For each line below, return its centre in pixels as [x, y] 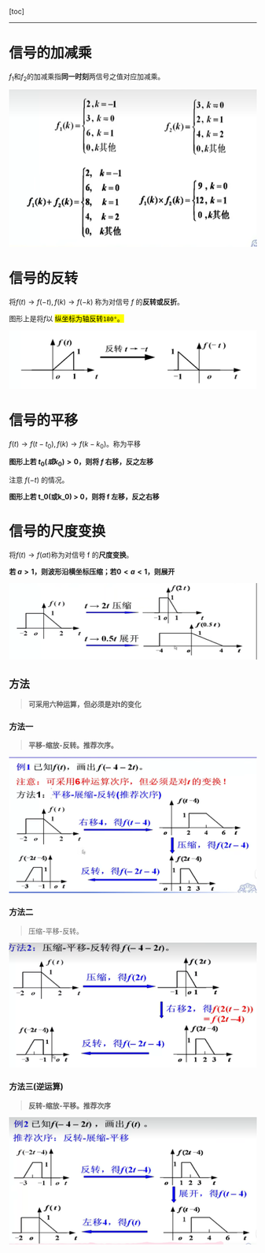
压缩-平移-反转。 [55, 931]
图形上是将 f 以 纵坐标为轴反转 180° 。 [66, 318]
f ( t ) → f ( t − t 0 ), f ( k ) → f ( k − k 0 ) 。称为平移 [75, 445]
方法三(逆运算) [36, 1087]
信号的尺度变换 [57, 531]
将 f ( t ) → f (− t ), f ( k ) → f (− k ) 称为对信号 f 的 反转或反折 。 [96, 301]
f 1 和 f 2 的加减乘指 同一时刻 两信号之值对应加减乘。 [87, 77]
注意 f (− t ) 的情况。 [39, 480]
